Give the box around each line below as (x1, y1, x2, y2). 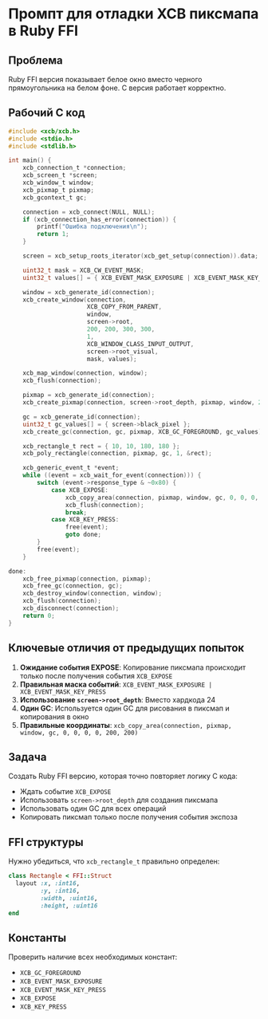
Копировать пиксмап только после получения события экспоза (19, 812, 238, 822)
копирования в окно (19, 711, 89, 722)
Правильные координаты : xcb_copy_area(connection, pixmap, (19, 720, 232, 730)
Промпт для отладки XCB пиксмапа (8, 5, 259, 23)
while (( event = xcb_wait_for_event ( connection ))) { (22, 471, 202, 479)
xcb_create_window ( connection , (22, 296, 127, 304)
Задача (8, 750, 47, 764)
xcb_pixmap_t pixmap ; (22, 186, 94, 194)
